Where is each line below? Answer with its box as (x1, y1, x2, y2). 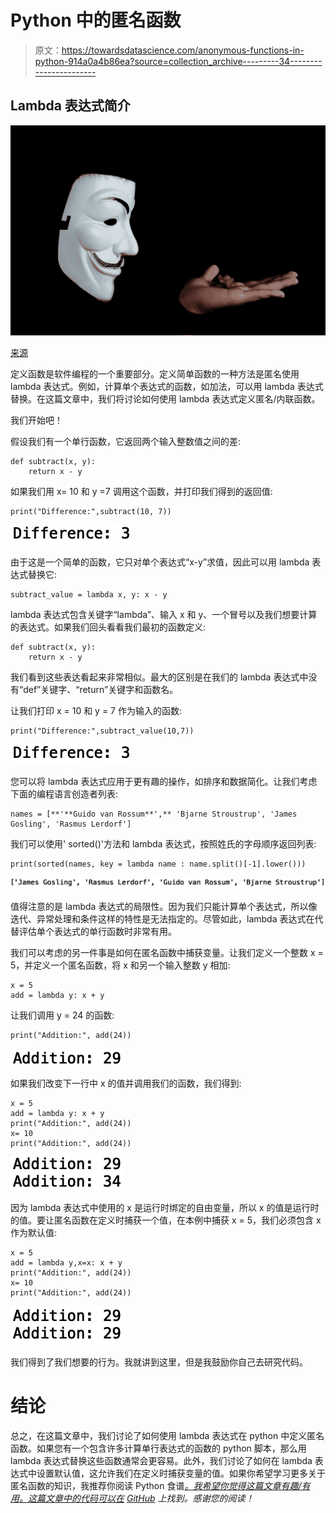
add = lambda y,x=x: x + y (10, 1258, 123, 1268)
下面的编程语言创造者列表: (10, 787, 119, 800)
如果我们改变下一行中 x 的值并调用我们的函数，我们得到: (10, 1077, 242, 1090)
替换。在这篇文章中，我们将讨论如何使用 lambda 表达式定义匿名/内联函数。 (10, 392, 321, 405)
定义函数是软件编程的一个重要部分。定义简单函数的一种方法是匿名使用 (10, 367, 300, 380)
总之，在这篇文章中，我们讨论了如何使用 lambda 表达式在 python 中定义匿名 (10, 1430, 325, 1442)
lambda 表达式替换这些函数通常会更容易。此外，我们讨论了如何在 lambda (10, 1455, 313, 1467)
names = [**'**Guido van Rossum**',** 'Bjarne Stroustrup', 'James (10, 809, 298, 819)
